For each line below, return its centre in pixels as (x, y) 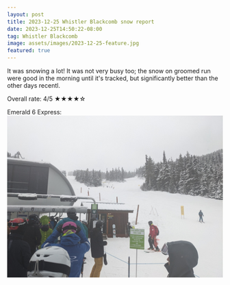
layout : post (26, 14)
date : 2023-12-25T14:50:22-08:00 (55, 29)
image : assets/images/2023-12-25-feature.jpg (73, 44)
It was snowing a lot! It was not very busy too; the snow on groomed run (109, 71)
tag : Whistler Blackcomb (42, 36)
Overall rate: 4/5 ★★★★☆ (47, 99)
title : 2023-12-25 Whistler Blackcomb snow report (81, 22)
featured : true (29, 51)
